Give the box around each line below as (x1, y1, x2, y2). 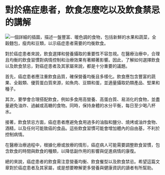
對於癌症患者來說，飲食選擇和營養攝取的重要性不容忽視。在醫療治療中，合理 (5, 50, 160, 57)
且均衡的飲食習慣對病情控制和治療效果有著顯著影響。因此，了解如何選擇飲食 (5, 57, 160, 63)
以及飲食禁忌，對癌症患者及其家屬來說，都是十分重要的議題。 (5, 63, 130, 69)
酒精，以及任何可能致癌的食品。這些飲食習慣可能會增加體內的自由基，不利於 (5, 125, 160, 131)
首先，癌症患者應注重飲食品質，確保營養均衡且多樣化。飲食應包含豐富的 (5, 73, 151, 79)
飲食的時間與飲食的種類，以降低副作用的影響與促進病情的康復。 (9, 148, 138, 154)
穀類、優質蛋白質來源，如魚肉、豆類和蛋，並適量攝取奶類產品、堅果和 (18, 79, 160, 85)
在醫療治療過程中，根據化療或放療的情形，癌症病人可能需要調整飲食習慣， (5, 141, 156, 148)
